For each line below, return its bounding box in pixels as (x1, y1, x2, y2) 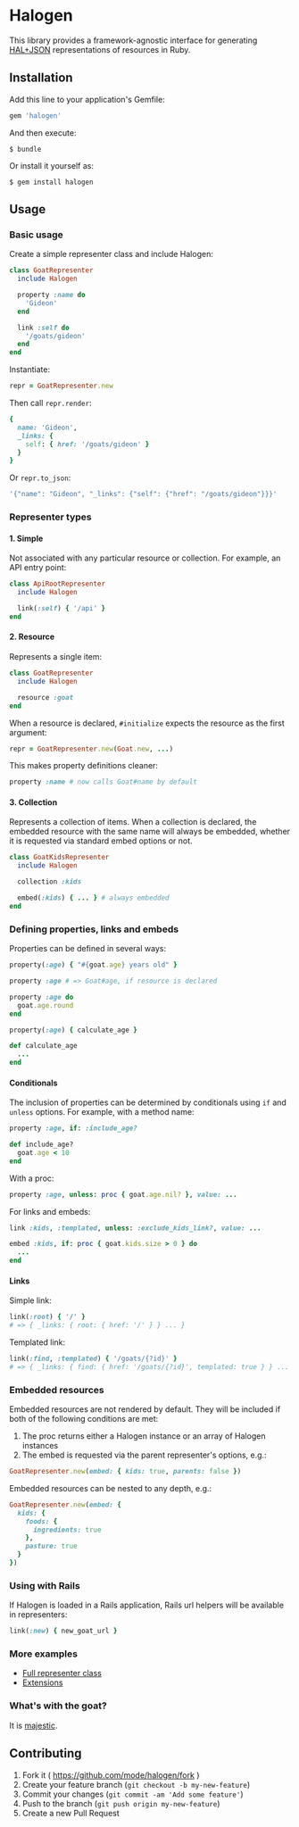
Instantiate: (9, 364, 51, 375)
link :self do (17, 323, 70, 332)
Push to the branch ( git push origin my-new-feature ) (21, 1798, 220, 1808)
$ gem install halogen (9, 178, 94, 187)
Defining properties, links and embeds (9, 923, 179, 935)
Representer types (9, 511, 92, 523)
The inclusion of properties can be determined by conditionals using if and (9, 1097, 287, 1108)
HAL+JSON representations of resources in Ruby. (9, 44, 191, 54)
